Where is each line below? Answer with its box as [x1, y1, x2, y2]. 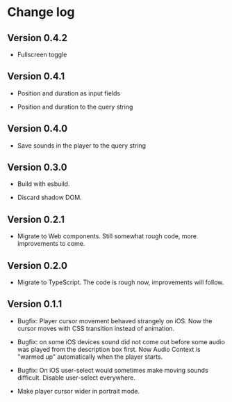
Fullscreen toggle [17, 50, 67, 59]
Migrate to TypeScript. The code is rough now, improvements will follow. [17, 278, 224, 286]
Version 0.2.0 [7, 259, 68, 272]
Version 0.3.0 [7, 162, 67, 173]
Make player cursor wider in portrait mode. [17, 387, 140, 395]
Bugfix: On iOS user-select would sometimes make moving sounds [17, 366, 208, 374]
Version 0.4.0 [7, 123, 68, 134]
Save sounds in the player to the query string [17, 141, 147, 150]
